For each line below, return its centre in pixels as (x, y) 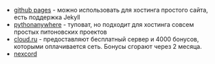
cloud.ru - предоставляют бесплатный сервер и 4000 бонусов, (106, 39)
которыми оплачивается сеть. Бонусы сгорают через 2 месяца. (108, 46)
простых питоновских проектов (60, 32)
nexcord (25, 54)
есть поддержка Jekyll (47, 17)
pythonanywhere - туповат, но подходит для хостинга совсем (104, 24)
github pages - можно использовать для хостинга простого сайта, (111, 10)
